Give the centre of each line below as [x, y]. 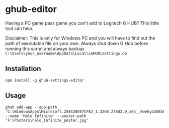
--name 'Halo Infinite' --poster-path [46, 116]
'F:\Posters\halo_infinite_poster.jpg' [47, 120]
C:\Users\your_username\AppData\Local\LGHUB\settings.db [66, 53]
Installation [23, 69]
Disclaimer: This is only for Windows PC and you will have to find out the [80, 38]
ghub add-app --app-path [31, 107]
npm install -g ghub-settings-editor [45, 80]
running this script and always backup [45, 48]
